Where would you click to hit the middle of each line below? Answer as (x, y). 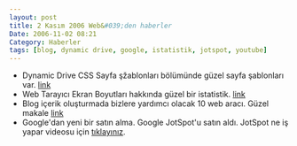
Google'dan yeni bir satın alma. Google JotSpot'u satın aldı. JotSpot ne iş (155, 123)
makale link (43, 113)
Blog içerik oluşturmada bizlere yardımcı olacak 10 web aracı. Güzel (145, 104)
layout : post (33, 17)
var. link (36, 85)
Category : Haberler (45, 42)
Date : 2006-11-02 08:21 (53, 34)
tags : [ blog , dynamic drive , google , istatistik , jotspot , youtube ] (138, 50)
